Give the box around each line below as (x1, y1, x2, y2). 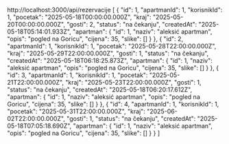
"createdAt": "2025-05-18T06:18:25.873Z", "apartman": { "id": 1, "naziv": (7, 57, 213, 64)
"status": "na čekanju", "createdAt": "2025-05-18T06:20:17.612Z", (7, 85, 193, 93)
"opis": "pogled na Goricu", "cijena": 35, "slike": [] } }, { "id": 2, (7, 35, 184, 43)
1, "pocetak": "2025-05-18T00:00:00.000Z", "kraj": (7, 13, 152, 21)
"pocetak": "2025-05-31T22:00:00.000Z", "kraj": (7, 107, 146, 115)
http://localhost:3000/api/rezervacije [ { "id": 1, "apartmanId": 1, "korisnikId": (7, 6, 223, 14)
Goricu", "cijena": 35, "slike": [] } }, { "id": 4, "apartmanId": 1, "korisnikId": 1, (7, 100, 219, 108)
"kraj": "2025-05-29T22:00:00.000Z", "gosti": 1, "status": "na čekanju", (7, 49, 209, 57)
